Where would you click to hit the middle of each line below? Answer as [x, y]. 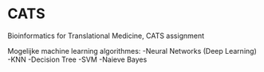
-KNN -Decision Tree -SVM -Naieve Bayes [77, 59]
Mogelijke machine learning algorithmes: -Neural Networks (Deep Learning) [132, 51]
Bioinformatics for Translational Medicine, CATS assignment [106, 36]
